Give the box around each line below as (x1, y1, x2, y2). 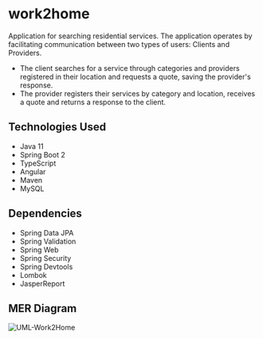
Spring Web (19, 244, 59, 255)
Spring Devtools (19, 262, 73, 271)
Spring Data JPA (19, 228, 74, 237)
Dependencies (8, 207, 82, 220)
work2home (8, 5, 90, 23)
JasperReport (19, 279, 65, 288)
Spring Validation (19, 236, 77, 246)
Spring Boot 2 (19, 150, 65, 159)
